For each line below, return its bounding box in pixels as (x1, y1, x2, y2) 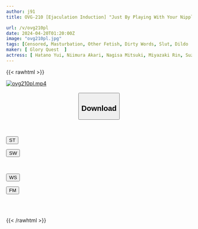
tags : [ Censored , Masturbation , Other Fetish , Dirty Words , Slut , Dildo (6, 41, 189, 47)
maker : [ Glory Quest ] (6, 47, 67, 53)
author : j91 (6, 8, 35, 15)
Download (81, 104, 117, 113)
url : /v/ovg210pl (6, 25, 49, 31)
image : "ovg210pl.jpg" (6, 36, 62, 42)
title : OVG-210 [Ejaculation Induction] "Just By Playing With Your (6, 14, 178, 20)
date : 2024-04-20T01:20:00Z (6, 30, 75, 36)
